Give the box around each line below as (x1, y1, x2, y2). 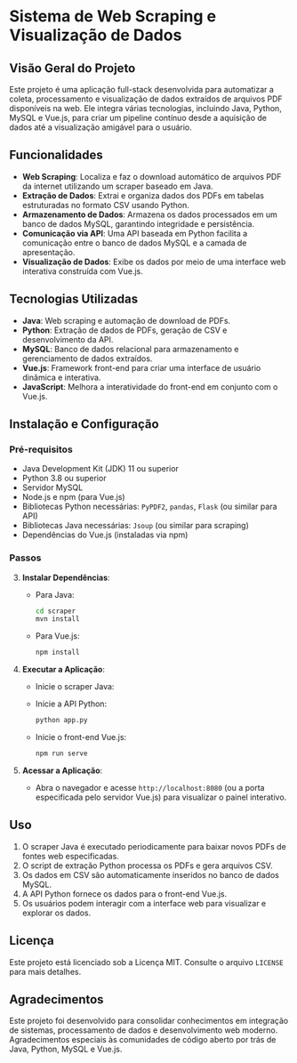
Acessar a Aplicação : (21, 765, 103, 776)
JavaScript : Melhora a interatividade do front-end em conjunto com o (21, 381, 278, 392)
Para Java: (35, 589, 75, 600)
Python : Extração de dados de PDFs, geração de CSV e (21, 325, 228, 335)
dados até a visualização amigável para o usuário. (9, 122, 193, 133)
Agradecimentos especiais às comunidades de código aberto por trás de (9, 1035, 277, 1045)
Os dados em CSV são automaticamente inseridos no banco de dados (21, 869, 280, 880)
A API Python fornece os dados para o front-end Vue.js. (21, 888, 228, 899)
